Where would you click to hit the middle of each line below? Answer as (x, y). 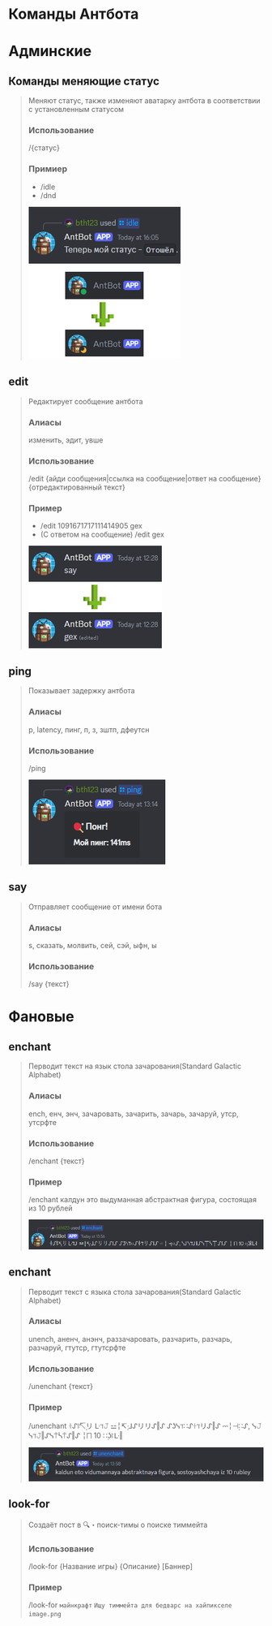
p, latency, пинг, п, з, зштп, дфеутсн (89, 729)
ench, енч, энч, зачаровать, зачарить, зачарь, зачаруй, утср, (133, 1114)
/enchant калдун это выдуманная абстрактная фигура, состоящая (142, 1200)
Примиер (48, 169)
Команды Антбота (74, 14)
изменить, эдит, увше (66, 440)
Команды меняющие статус (84, 81)
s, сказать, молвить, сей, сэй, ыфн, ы (92, 945)
